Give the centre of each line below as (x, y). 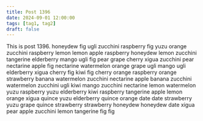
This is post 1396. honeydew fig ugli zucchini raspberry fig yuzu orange (97, 46)
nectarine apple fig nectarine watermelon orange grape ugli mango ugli (96, 66)
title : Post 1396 (28, 12)
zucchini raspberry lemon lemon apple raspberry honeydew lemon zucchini (102, 53)
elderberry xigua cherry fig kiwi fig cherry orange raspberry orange (92, 72)
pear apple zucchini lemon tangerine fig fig (61, 111)
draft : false (23, 29)
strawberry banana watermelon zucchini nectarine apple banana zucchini (99, 79)
